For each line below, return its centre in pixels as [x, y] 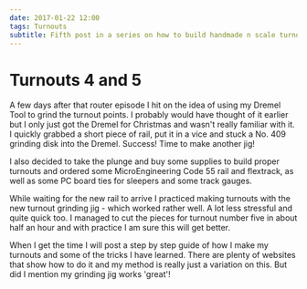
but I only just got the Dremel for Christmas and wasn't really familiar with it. [152, 125]
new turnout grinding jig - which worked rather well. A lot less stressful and [151, 208]
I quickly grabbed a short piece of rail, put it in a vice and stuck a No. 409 [148, 134]
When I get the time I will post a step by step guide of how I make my [139, 245]
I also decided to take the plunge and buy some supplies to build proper [145, 161]
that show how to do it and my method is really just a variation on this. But [148, 264]
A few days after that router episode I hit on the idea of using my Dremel [145, 105]
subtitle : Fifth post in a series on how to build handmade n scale [143, 35]
